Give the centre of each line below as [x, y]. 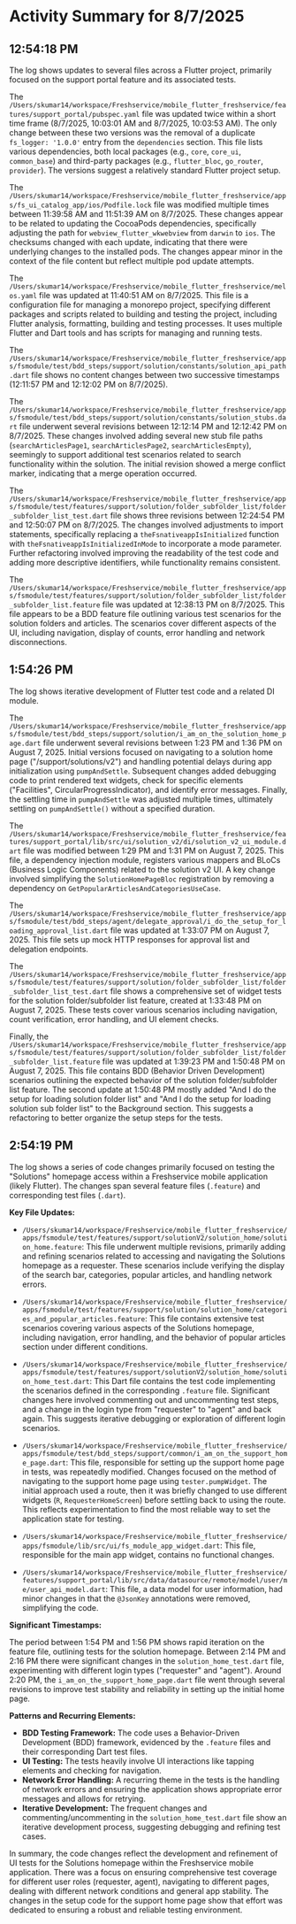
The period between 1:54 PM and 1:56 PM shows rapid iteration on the [137, 1642]
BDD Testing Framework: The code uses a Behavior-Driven [131, 1733]
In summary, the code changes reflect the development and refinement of [144, 1853]
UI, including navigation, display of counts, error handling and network [137, 633]
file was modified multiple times [211, 204]
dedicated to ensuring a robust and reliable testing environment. [126, 1910]
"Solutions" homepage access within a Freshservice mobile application [138, 1176]
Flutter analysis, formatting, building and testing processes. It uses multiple [146, 323]
